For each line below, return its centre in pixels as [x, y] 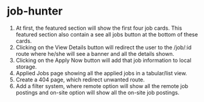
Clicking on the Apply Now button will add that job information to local [103, 60]
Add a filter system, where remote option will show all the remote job [102, 86]
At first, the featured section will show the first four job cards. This [99, 28]
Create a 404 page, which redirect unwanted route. [80, 80]
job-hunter [35, 11]
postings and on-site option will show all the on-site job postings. [97, 92]
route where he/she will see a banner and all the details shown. [95, 53]
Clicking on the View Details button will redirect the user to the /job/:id [104, 47]
